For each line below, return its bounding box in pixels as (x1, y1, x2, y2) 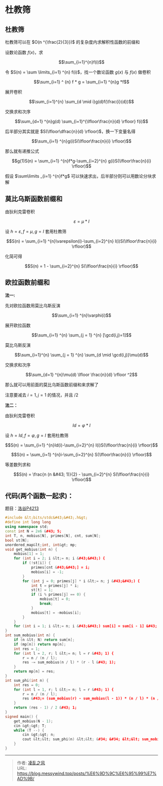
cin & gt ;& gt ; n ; (22, 732, 55, 737)
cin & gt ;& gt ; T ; (14, 723, 47, 728)
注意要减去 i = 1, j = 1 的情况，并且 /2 (5, 392, 79, 398)
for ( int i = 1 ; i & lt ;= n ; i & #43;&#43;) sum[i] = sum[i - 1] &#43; (14, 624, 158, 629)
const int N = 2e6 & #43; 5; (5, 529, 62, 534)
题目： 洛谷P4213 (5, 505, 39, 511)
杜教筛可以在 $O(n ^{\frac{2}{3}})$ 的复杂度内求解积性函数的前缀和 (5, 39, 140, 45)
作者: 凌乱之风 (16, 760, 45, 766)
